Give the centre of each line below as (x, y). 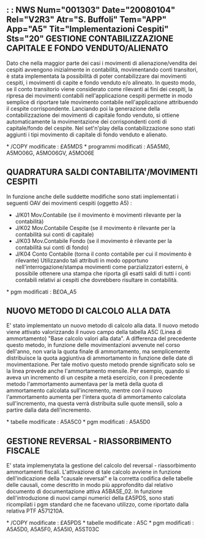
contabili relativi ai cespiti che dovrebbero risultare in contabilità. (97, 280)
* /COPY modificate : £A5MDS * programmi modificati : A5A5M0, (88, 146)
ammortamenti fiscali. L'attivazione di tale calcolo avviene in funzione (94, 472)
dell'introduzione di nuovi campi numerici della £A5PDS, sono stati (90, 498)
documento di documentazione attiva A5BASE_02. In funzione (84, 491)
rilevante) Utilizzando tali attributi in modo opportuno (82, 260)
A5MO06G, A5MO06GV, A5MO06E (50, 153)
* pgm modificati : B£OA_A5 (42, 292)
